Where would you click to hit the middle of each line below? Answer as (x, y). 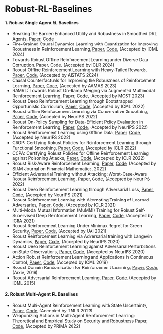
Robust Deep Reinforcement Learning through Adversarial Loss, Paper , (83, 190)
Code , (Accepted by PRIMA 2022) (46, 326)
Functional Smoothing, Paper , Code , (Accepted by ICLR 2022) (74, 148)
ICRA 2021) (23, 221)
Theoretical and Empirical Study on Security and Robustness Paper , (80, 321)
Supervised (24, 216)
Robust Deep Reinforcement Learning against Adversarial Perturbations (84, 247)
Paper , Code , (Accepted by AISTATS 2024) (55, 75)
